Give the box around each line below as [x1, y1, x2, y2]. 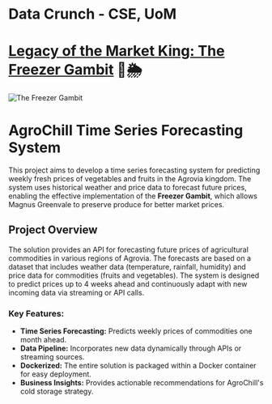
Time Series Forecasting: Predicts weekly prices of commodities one [19, 326, 253, 336]
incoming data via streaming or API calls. [8, 287, 145, 297]
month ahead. [19, 335, 67, 345]
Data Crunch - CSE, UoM [8, 5, 176, 23]
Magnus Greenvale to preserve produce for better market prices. [8, 200, 225, 210]
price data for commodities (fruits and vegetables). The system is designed [8, 270, 260, 280]
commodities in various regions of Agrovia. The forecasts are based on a [8, 253, 252, 263]
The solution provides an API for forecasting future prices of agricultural [8, 245, 249, 254]
